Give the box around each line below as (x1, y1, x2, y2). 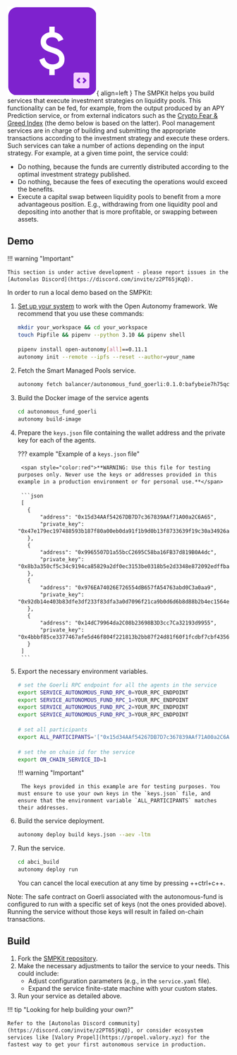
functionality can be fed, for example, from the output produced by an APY (7, 104, 225, 112)
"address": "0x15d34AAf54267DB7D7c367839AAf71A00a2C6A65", (39, 513, 217, 521)
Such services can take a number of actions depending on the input (7, 141, 205, 150)
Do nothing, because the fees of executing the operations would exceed (17, 178, 228, 186)
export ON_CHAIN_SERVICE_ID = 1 (17, 756, 107, 763)
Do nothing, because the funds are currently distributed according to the (17, 162, 229, 171)
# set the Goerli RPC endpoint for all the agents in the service (17, 681, 217, 689)
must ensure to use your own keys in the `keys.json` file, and (17, 790, 211, 797)
